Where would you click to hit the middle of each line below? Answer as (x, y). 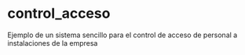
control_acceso (59, 14)
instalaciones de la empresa (53, 43)
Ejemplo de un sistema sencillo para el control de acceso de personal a (122, 35)
